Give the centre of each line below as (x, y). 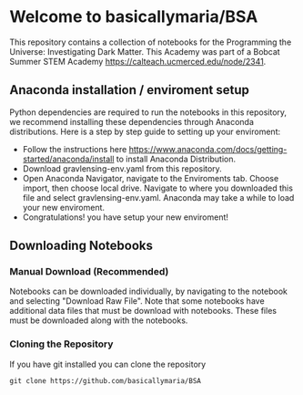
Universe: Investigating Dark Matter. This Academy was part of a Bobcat (145, 51)
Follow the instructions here (75, 149)
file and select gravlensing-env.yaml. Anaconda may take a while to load (158, 197)
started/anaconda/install (68, 159)
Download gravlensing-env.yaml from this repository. (122, 168)
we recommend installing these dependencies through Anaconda (132, 121)
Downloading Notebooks (81, 246)
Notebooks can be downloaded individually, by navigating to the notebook (149, 291)
